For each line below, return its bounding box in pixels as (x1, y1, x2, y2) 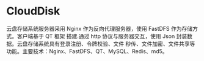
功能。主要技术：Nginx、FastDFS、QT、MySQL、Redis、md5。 (6, 47, 168, 55)
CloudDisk (6, 4, 60, 18)
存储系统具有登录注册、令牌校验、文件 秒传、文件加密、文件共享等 (27, 40, 195, 47)
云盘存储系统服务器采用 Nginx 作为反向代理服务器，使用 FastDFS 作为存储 (6, 25, 193, 32)
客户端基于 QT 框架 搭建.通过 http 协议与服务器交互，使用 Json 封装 (16, 32, 188, 40)
